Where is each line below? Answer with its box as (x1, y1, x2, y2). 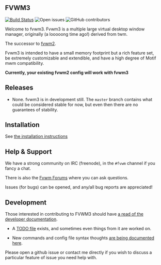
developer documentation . (5, 216, 58, 222)
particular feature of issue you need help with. (5, 255, 97, 261)
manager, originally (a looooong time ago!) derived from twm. (5, 31, 128, 37)
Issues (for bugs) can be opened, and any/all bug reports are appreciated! (5, 184, 153, 190)
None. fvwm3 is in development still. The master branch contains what (12, 96, 153, 102)
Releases (5, 84, 33, 92)
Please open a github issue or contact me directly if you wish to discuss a (5, 250, 152, 255)
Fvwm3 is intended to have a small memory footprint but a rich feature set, (5, 50, 154, 56)
